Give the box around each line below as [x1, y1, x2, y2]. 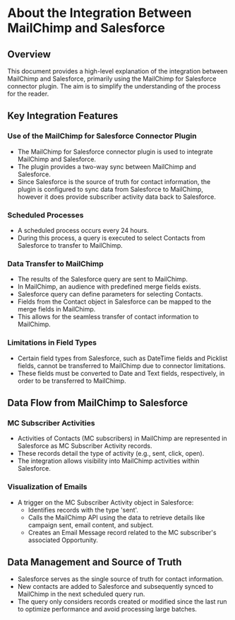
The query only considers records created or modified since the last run [17, 597, 227, 606]
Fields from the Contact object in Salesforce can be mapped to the [17, 297, 212, 306]
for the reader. [7, 90, 49, 98]
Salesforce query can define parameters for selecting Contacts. [17, 290, 203, 299]
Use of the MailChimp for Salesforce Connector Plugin [7, 131, 197, 141]
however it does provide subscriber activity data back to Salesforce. [17, 193, 217, 201]
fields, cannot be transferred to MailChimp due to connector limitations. [17, 361, 226, 369]
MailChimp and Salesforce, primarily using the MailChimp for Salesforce [7, 74, 217, 83]
